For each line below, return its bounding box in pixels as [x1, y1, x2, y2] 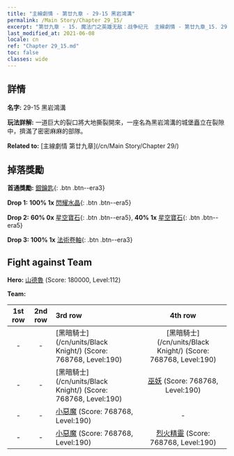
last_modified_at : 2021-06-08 [7, 29, 95, 37]
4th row [169, 311, 196, 321]
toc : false [7, 50, 39, 57]
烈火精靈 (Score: [156, 429, 210, 439]
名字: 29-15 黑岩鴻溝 [7, 103, 66, 112]
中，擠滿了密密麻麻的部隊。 [7, 126, 87, 135]
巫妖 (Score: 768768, [147, 376, 219, 386]
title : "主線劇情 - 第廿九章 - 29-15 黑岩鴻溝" [7, 10, 136, 17]
